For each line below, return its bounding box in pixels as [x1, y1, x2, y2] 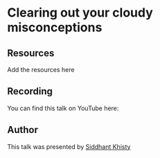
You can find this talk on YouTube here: [7, 104, 119, 112]
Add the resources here [7, 66, 75, 73]
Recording [7, 85, 53, 98]
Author [7, 124, 38, 136]
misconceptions [7, 19, 103, 35]
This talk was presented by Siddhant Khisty [7, 142, 131, 150]
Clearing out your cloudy [7, 5, 154, 21]
